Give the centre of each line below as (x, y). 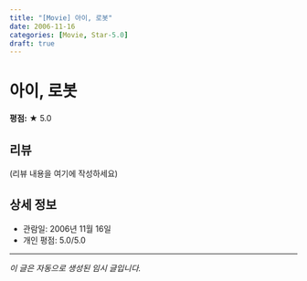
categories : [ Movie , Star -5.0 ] (69, 35)
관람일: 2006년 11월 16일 (67, 228)
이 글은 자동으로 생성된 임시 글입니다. (75, 268)
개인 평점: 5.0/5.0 (54, 240)
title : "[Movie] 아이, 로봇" (61, 18)
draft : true (32, 43)
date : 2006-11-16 (42, 26)
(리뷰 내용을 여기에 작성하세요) (64, 173)
